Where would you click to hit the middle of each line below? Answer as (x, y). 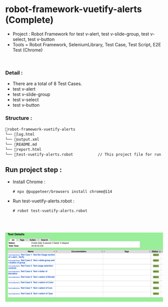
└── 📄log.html (20, 134)
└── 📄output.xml (22, 139)
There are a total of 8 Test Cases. (47, 84)
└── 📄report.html (23, 149)
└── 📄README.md (21, 144)
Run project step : (34, 170)
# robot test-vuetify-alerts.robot (50, 211)
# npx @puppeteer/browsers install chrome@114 (62, 192)
